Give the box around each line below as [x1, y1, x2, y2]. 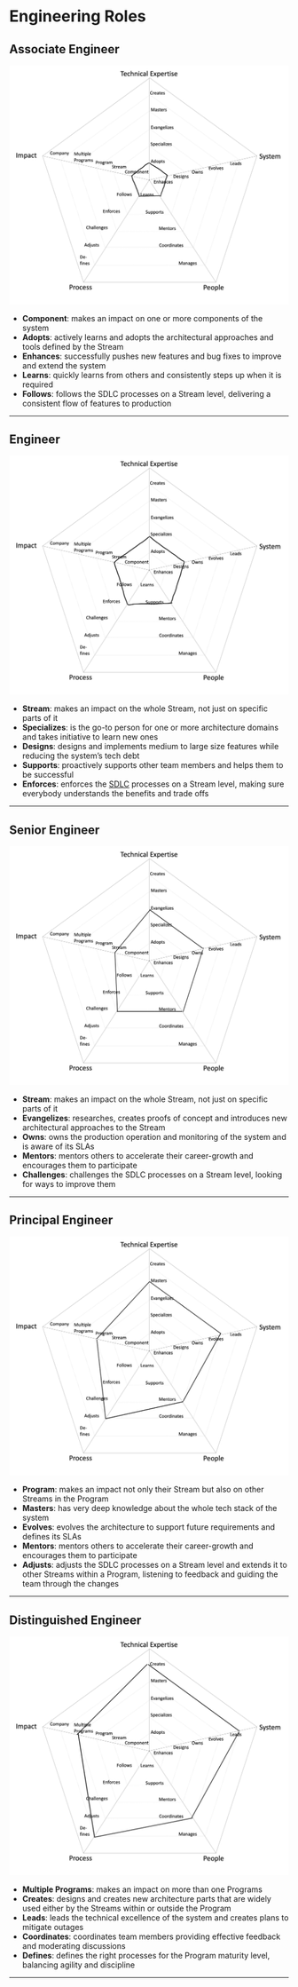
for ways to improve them [21, 1178, 116, 1189]
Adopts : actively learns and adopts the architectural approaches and [21, 331, 274, 343]
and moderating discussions [21, 1940, 126, 1951]
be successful [21, 770, 74, 780]
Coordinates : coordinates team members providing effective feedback [21, 1931, 281, 1942]
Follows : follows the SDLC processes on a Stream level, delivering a [21, 388, 271, 399]
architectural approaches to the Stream [21, 1121, 166, 1133]
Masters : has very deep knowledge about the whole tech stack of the [21, 1503, 278, 1514]
